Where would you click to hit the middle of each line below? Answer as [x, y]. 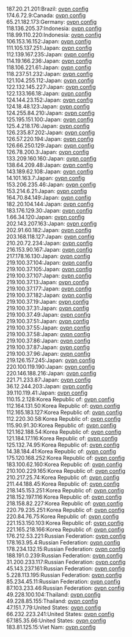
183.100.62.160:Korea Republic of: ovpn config [64, 464]
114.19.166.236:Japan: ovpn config [49, 61]
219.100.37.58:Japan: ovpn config [48, 334]
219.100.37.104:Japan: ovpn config [50, 262]
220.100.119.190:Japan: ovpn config [51, 367]
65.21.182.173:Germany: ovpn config [52, 22]
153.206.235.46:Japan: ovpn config [51, 184]
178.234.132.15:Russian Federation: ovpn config [66, 549]
